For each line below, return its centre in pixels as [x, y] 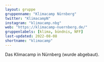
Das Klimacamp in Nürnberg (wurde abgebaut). [52, 54]
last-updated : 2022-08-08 [31, 37]
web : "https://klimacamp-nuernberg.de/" [46, 27]
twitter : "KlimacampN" [28, 18]
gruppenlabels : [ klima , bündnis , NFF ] [44, 32]
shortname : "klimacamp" [29, 41]
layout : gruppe [20, 9]
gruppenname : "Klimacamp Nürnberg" [41, 14]
